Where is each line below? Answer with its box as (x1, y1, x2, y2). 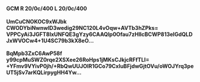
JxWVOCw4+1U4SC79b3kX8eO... (6, 37, 94, 44)
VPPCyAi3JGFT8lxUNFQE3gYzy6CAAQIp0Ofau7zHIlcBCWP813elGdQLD (6, 31, 193, 38)
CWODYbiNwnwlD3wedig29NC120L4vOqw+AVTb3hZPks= (6, 25, 159, 32)
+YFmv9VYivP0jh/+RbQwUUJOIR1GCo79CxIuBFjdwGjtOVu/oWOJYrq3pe (6, 63, 194, 70)
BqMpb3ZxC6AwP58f (6, 50, 62, 57)
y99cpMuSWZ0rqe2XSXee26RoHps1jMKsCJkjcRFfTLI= (6, 56, 150, 63)
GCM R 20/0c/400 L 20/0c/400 (6, 5, 87, 12)
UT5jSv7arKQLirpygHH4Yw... (6, 69, 82, 76)
